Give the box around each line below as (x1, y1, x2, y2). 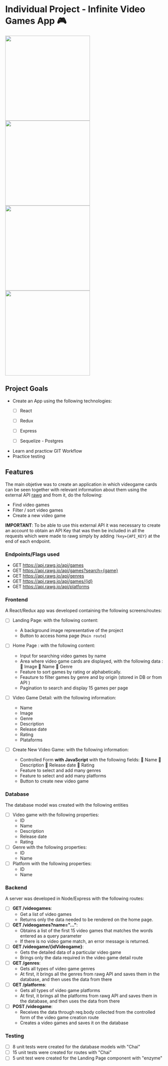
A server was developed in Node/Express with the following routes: (5, 895, 144, 902)
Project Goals (5, 384, 49, 393)
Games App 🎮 (5, 15, 67, 27)
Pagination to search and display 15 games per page (20, 685, 128, 691)
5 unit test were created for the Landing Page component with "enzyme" (12, 1055, 163, 1061)
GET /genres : (12, 960, 41, 966)
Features (5, 468, 34, 476)
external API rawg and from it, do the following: (5, 492, 103, 498)
